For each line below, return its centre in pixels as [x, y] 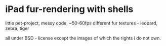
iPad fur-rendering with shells [69, 9]
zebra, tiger [17, 28]
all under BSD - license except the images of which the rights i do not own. [83, 38]
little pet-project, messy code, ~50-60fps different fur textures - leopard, [81, 23]
